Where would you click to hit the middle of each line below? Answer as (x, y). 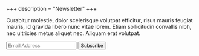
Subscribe (92, 45)
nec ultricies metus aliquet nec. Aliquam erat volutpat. (73, 33)
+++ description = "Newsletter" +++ (52, 9)
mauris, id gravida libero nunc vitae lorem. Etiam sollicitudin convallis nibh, (99, 27)
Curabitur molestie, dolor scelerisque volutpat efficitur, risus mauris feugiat (99, 20)
